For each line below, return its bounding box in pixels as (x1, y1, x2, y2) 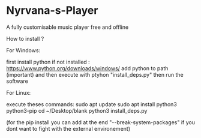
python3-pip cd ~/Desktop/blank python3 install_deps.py (6, 107, 148, 114)
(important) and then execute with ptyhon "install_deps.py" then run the (6, 71, 184, 78)
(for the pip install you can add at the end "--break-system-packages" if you (6, 118, 195, 126)
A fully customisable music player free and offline (6, 23, 129, 31)
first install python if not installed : (6, 58, 90, 65)
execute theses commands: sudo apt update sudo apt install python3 (6, 100, 177, 108)
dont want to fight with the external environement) (6, 125, 131, 132)
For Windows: (6, 46, 41, 54)
